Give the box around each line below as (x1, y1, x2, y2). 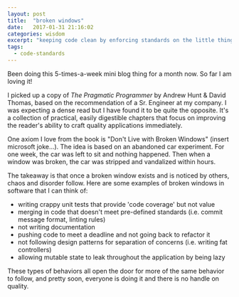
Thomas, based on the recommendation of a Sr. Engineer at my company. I (7, 98, 227, 107)
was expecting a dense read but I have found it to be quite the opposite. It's (7, 106, 229, 114)
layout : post (7, 10, 46, 18)
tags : (7, 43, 23, 50)
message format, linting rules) (17, 215, 106, 224)
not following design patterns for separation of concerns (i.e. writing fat (17, 237, 228, 246)
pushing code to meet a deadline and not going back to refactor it (17, 230, 211, 239)
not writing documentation (17, 222, 96, 231)
